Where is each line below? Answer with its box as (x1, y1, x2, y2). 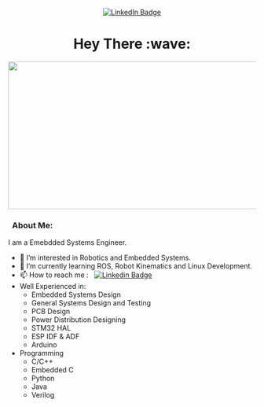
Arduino (31, 340, 57, 350)
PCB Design (31, 307, 71, 316)
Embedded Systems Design (31, 290, 122, 299)
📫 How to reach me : (19, 270, 89, 279)
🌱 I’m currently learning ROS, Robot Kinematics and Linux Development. (19, 261, 253, 271)
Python (31, 374, 55, 383)
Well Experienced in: (19, 282, 86, 291)
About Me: (11, 220, 53, 231)
